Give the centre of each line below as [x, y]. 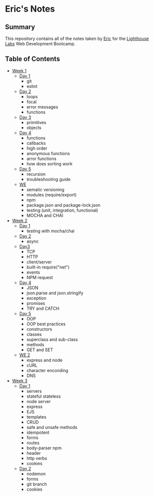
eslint [32, 86]
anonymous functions [48, 153]
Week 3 [20, 381]
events [33, 272]
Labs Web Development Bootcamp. [40, 44]
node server [38, 401]
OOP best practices [46, 324]
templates [37, 417]
